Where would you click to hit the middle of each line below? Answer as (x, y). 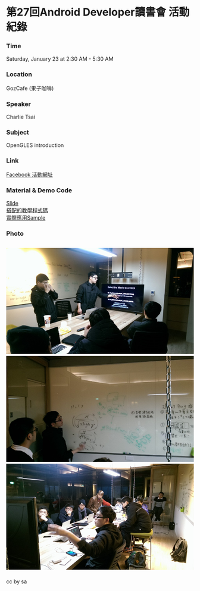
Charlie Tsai (21, 117)
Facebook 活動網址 (29, 174)
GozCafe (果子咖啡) (30, 88)
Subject (18, 132)
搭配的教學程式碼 (27, 210)
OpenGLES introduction (35, 145)
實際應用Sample (26, 217)
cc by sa (17, 581)
